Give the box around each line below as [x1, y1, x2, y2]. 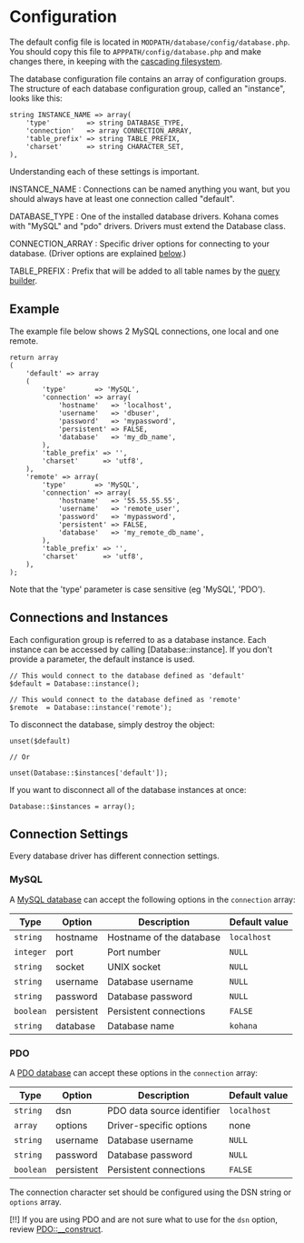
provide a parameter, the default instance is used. [9, 653, 195, 665]
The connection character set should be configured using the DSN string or [9, 1187, 292, 1198]
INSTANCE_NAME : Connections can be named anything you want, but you [9, 184, 290, 195]
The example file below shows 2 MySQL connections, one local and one [9, 326, 279, 336]
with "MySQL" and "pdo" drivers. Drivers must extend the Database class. [9, 220, 286, 231]
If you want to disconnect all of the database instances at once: [9, 784, 247, 795]
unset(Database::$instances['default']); [9, 768, 169, 777]
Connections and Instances [9, 610, 169, 626]
